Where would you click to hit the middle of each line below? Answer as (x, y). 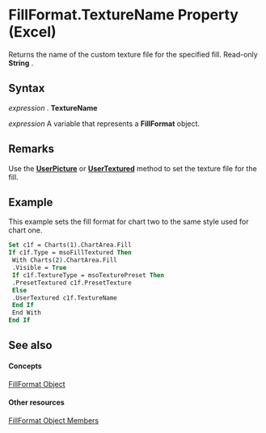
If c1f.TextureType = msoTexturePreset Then (88, 275)
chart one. (25, 230)
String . (21, 63)
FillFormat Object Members (54, 420)
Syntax (27, 88)
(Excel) (32, 32)
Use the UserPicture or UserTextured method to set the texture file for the (133, 168)
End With (27, 313)
